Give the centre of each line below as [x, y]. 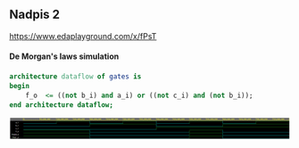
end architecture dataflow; [62, 105]
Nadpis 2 [35, 15]
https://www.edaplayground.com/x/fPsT [83, 36]
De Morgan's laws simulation [64, 56]
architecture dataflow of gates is [75, 77]
